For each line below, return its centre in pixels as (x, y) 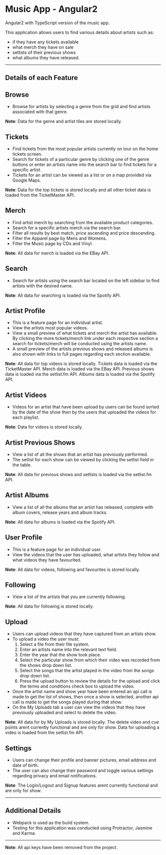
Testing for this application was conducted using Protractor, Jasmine (82, 828)
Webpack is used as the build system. (51, 822)
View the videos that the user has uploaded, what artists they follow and (86, 555)
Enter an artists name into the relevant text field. (68, 650)
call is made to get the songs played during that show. (67, 702)
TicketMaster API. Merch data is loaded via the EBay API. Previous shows (80, 369)
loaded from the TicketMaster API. (40, 195)
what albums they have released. (46, 57)
